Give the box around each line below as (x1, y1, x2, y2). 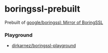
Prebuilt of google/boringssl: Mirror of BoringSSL (4, 19, 104, 25)
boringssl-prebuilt (4, 3, 81, 15)
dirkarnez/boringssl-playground (11, 43, 76, 49)
